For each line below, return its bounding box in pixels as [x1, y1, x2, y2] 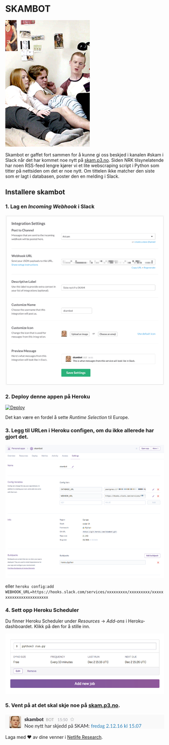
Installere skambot [5, 188, 66, 196]
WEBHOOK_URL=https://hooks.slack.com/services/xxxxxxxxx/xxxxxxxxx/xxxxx [5, 590, 164, 595]
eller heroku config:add [5, 583, 54, 590]
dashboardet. [5, 624, 33, 630]
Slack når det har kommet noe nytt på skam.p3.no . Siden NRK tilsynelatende [5, 157, 164, 163]
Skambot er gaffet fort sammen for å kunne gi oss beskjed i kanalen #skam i [5, 151, 164, 157]
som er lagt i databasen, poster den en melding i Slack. [5, 173, 120, 179]
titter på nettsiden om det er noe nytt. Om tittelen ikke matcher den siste [5, 168, 155, 174]
